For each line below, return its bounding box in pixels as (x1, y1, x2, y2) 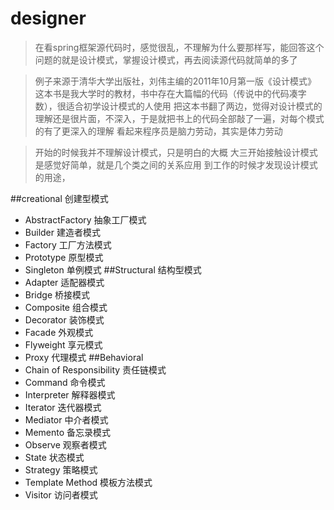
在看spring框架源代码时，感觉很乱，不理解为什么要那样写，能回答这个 (34, 41, 325, 53)
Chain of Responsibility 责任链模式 (24, 363, 167, 376)
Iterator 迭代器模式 (24, 401, 102, 413)
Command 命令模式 (24, 376, 106, 388)
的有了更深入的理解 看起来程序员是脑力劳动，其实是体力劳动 (34, 125, 283, 137)
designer (10, 7, 87, 30)
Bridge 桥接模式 (24, 288, 91, 301)
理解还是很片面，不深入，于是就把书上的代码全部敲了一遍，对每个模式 (34, 112, 325, 124)
